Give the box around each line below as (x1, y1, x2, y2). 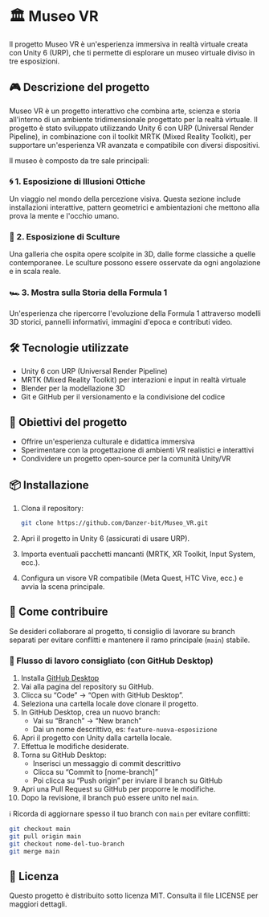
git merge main (9, 847, 60, 855)
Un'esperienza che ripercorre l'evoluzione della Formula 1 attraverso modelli (9, 308, 262, 318)
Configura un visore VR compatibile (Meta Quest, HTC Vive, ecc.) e (20, 573, 243, 583)
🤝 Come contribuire (9, 605, 108, 619)
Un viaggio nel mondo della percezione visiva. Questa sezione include (9, 194, 242, 204)
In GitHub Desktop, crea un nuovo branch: (20, 707, 161, 717)
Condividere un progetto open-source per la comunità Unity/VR (20, 454, 231, 464)
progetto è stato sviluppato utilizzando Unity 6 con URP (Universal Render (9, 123, 254, 133)
